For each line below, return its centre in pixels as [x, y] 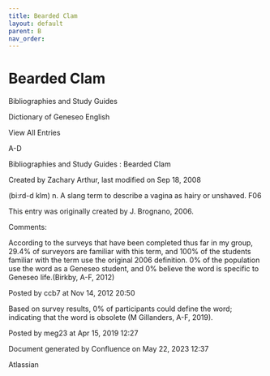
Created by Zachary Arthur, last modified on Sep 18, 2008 [105, 180]
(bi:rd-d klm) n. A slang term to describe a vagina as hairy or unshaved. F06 [135, 196]
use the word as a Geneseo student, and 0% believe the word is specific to [134, 269]
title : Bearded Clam [43, 16]
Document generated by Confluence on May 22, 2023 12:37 [109, 349]
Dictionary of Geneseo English [59, 117]
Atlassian [24, 365]
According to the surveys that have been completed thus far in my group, [131, 243]
